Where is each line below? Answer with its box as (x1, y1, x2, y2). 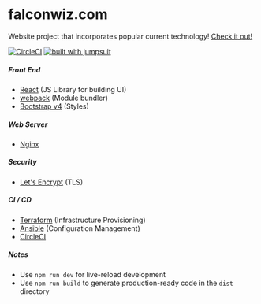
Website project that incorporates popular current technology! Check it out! (8, 32, 253, 41)
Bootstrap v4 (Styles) (19, 101, 89, 111)
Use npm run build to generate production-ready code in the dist (19, 278, 234, 287)
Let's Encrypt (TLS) (19, 177, 84, 187)
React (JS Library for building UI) (19, 84, 127, 94)
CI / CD (8, 195, 32, 205)
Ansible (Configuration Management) (19, 223, 140, 233)
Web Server (8, 120, 48, 129)
